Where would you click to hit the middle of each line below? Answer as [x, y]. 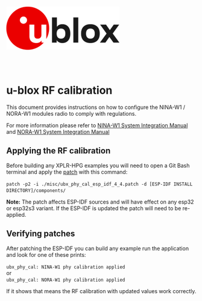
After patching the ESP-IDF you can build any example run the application [97, 248]
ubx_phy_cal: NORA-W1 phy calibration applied [66, 280]
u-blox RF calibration [59, 91]
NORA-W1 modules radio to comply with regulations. [71, 113]
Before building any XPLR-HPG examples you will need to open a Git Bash [98, 165]
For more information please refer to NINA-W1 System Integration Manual [97, 125]
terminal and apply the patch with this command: [67, 172]
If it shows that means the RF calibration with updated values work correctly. [101, 291]
